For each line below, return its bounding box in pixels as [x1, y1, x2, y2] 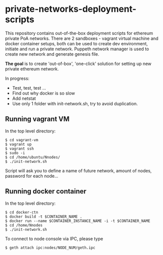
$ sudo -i [5, 150, 26, 156]
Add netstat [12, 95, 36, 101]
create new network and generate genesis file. [5, 51, 100, 57]
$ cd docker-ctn [5, 210, 38, 215]
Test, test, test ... [12, 85, 47, 91]
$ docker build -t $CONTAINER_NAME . [5, 214, 82, 219]
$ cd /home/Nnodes [5, 223, 43, 227]
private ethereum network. [5, 65, 59, 72]
